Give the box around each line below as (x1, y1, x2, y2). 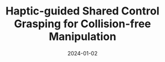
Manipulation (48, 30, 117, 43)
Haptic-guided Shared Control (5, 4, 160, 18)
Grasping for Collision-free (14, 17, 151, 31)
